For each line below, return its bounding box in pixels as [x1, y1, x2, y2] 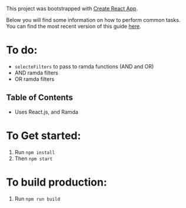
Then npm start [14, 155, 53, 162]
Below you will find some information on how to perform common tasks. [6, 17, 181, 23]
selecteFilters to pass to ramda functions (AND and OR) [14, 63, 154, 70]
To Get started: [6, 129, 81, 142]
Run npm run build [14, 195, 61, 202]
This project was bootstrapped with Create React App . [6, 5, 138, 12]
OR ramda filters [14, 75, 55, 82]
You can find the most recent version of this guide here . [6, 23, 141, 30]
